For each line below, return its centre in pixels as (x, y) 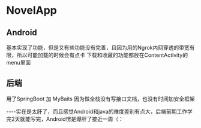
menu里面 (19, 63)
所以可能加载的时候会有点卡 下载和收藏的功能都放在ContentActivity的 (102, 55)
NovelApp (31, 10)
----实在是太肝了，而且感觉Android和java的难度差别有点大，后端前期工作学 (100, 111)
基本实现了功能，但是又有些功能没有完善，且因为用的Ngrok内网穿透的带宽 (98, 48)
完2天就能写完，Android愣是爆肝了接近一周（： (65, 119)
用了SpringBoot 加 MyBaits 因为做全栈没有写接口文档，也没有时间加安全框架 (100, 99)
